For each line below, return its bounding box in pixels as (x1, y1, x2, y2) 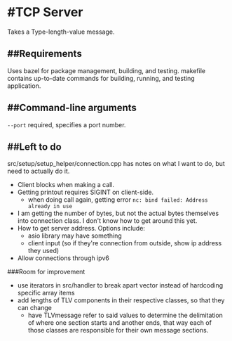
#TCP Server (7, 4, 83, 20)
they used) (27, 247, 60, 255)
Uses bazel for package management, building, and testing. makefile (7, 66, 205, 75)
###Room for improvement (7, 268, 86, 276)
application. (7, 82, 41, 90)
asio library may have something (27, 231, 123, 240)
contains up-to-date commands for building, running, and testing (7, 74, 195, 82)
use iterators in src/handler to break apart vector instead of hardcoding (17, 281, 224, 290)
